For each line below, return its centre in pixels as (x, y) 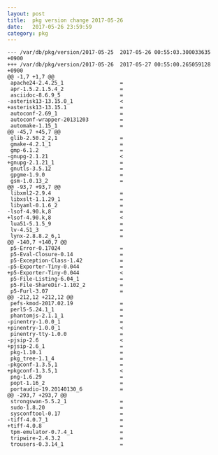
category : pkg (28, 33)
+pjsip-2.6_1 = (65, 346)
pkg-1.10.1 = (67, 353)
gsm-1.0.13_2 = (67, 181)
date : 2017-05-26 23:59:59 (50, 27)
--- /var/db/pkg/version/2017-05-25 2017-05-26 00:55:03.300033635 (109, 52)
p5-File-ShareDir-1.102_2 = (67, 285)
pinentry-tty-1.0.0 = (67, 334)
